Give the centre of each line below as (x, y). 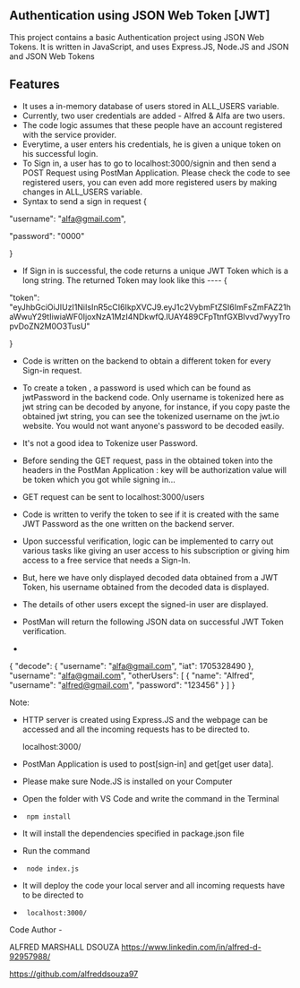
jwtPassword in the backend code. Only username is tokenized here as (153, 397)
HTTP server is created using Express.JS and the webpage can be (145, 719)
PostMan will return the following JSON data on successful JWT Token (153, 622)
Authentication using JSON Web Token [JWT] (140, 16)
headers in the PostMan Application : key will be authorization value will (154, 469)
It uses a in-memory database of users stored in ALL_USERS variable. (150, 106)
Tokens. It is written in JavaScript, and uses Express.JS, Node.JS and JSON (149, 47)
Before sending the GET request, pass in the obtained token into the (147, 460)
